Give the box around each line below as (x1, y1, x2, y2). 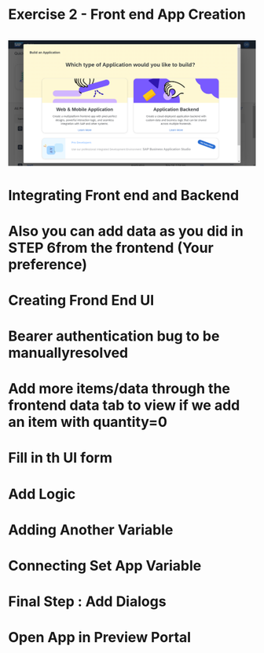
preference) (8, 255, 88, 273)
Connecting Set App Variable (8, 557, 202, 575)
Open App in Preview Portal (8, 629, 191, 647)
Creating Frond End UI (8, 291, 155, 309)
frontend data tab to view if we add (8, 396, 240, 414)
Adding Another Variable (8, 520, 174, 538)
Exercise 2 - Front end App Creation (8, 5, 246, 24)
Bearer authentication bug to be (8, 327, 220, 345)
